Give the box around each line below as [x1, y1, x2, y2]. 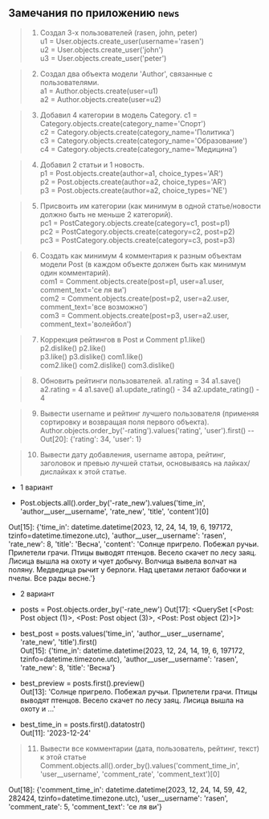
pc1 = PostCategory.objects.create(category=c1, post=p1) [39, 218, 230, 227]
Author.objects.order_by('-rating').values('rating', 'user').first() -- [39, 425, 255, 435]
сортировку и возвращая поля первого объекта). [39, 417, 210, 427]
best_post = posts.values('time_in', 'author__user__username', [19, 629, 225, 638]
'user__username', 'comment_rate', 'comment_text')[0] [39, 769, 221, 779]
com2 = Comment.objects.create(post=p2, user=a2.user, [39, 293, 230, 303]
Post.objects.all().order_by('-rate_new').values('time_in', [19, 498, 206, 507]
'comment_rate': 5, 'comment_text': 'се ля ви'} [8, 801, 163, 811]
